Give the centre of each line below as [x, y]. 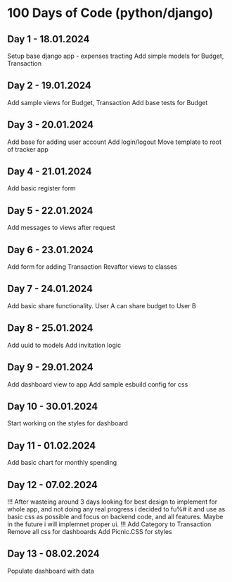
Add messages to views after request [62, 228]
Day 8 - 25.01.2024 [50, 328]
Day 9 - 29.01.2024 [50, 367]
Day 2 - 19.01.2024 [49, 86]
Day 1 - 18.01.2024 [49, 39]
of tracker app [28, 149]
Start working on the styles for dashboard [68, 423]
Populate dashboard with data [51, 571]
